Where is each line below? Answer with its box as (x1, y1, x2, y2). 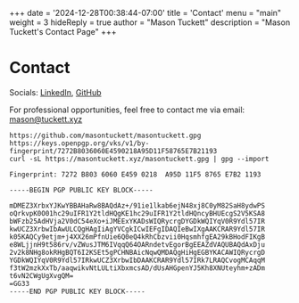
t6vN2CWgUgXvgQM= (9, 271, 74, 280)
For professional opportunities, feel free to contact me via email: (9, 104, 245, 115)
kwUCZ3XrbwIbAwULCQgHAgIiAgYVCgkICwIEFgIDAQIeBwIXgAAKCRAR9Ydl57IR (9, 225, 266, 233)
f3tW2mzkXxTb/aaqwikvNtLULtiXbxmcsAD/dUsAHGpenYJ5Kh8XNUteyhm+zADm (9, 263, 266, 273)
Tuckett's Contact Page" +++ (9, 27, 118, 37)
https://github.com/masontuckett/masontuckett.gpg (9, 131, 202, 140)
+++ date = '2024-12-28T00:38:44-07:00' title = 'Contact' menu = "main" (9, 8, 282, 18)
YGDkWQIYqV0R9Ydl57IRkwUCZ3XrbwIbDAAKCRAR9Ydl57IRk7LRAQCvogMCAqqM (9, 256, 266, 265)
